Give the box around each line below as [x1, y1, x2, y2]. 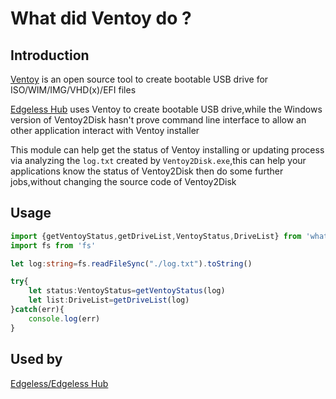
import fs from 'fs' [10, 240, 97, 251]
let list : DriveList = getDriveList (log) [28, 295, 190, 306]
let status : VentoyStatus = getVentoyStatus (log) [28, 286, 226, 296]
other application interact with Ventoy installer [10, 125, 200, 136]
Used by [10, 351, 63, 368]
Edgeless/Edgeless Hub [10, 377, 109, 389]
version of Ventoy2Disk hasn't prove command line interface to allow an [10, 114, 307, 126]
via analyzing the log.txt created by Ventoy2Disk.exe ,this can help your [10, 155, 307, 166]
